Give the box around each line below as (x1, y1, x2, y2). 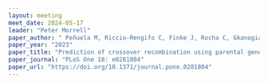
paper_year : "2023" (8, 41, 73, 49)
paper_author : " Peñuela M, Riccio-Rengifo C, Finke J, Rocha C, (8, 33, 230, 42)
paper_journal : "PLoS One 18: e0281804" (8, 56, 145, 64)
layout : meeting (8, 11, 62, 20)
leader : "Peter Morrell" (8, 26, 91, 34)
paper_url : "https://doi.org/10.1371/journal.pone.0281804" (8, 63, 213, 71)
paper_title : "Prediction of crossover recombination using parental (8, 48, 245, 56)
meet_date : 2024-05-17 (8, 19, 84, 27)
